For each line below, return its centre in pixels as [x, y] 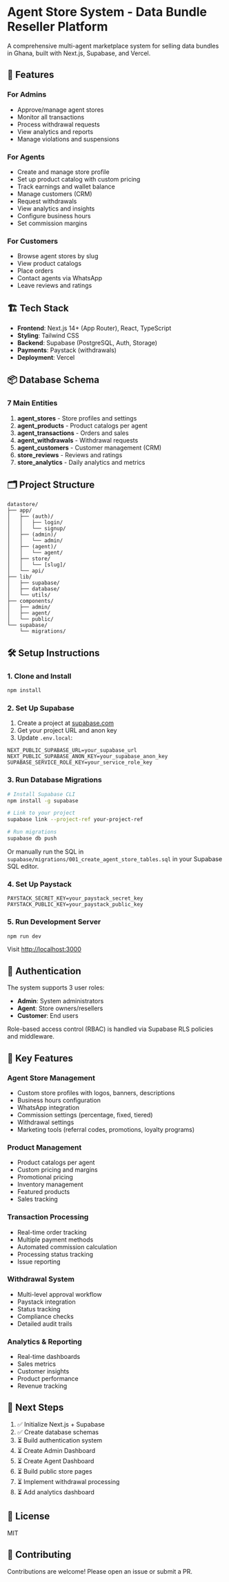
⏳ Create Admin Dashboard [56, 1450]
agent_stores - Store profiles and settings [77, 418]
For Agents [26, 157]
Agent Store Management [51, 1078]
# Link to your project [41, 813]
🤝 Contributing [39, 1555]
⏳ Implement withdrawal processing [68, 1481]
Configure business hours [54, 215]
